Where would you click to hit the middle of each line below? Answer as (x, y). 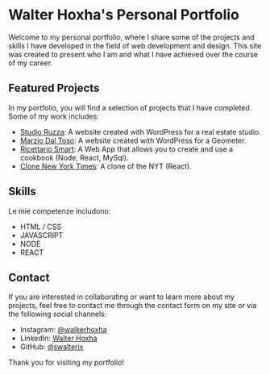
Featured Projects (54, 88)
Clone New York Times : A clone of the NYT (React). (106, 166)
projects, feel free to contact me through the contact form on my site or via (133, 306)
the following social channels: (58, 314)
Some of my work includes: (54, 116)
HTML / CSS (41, 227)
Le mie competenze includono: (60, 210)
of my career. (31, 63)
